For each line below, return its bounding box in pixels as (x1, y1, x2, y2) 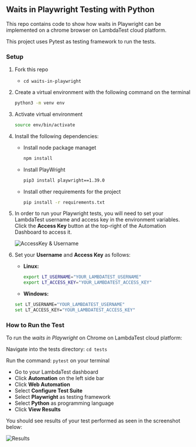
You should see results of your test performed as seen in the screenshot (6, 417, 180, 425)
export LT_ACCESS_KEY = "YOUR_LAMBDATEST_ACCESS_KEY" (23, 280, 152, 285)
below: (6, 424, 22, 431)
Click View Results (14, 406, 61, 413)
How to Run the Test (6, 321, 64, 329)
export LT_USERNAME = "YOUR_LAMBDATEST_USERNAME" (23, 274, 142, 280)
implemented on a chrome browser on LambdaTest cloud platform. (6, 26, 167, 33)
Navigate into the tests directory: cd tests (6, 346, 108, 353)
